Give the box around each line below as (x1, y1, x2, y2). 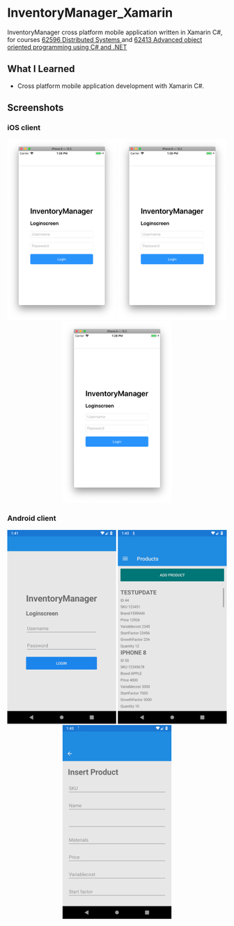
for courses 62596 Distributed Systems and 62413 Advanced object (7, 35, 203, 43)
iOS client (7, 123, 41, 133)
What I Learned (7, 63, 75, 75)
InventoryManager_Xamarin (7, 5, 173, 21)
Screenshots (7, 102, 64, 114)
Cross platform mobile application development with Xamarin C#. (17, 82, 204, 90)
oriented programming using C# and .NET (7, 43, 127, 51)
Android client (7, 513, 57, 523)
